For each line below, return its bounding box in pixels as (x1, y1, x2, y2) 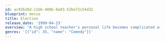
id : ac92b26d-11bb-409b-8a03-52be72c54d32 (5, 7, 93, 12)
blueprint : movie (5, 12, 41, 16)
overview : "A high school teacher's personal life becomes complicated (5, 25, 155, 30)
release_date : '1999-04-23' (5, 20, 63, 26)
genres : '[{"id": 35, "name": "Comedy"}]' (5, 29, 93, 34)
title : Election (5, 16, 38, 21)
